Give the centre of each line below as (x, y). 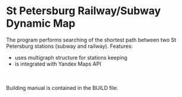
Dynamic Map (41, 23)
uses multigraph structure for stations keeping (71, 57)
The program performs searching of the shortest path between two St (91, 40)
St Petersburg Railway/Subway (84, 11)
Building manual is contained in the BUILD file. (62, 88)
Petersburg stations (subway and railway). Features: (69, 46)
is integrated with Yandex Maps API (58, 64)
